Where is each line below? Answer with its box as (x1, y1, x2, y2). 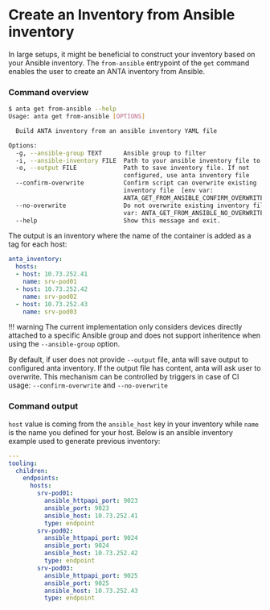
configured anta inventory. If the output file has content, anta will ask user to (8, 363, 261, 373)
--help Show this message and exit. (15, 216, 221, 225)
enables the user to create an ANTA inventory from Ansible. (8, 66, 206, 76)
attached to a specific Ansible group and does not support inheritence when (8, 330, 261, 340)
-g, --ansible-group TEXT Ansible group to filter (15, 149, 207, 157)
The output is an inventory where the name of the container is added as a (8, 231, 252, 241)
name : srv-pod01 (22, 278, 78, 286)
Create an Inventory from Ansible (8, 6, 235, 24)
